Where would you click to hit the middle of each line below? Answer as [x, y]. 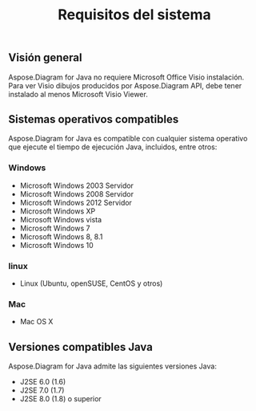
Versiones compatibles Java [81, 347]
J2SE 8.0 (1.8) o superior [60, 399]
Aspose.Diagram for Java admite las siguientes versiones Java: [113, 366]
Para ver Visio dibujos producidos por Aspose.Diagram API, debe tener [125, 85]
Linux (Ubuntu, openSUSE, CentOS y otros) [91, 283]
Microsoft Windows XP [58, 211]
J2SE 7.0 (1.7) [42, 390]
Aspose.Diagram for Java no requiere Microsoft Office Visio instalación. [126, 77]
